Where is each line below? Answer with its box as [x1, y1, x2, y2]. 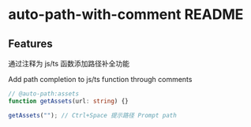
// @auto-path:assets [8, 90, 80, 98]
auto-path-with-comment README [8, 6, 244, 24]
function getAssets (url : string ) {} [8, 97, 129, 105]
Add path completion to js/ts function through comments [8, 75, 193, 84]
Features [8, 37, 53, 50]
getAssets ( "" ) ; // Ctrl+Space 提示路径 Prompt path [8, 111, 178, 119]
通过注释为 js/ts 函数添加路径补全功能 [8, 59, 130, 68]
